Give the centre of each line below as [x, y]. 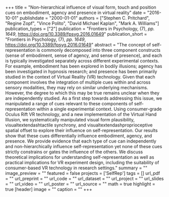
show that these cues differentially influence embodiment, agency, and [79, 136]
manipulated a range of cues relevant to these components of [69, 104]
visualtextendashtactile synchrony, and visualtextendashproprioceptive [79, 125]
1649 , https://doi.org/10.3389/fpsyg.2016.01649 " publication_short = [76, 34]
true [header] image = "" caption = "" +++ [49, 189]
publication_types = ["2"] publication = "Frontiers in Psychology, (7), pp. [80, 29]
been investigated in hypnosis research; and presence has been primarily [81, 72]
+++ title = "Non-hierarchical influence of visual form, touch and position [81, 7]
